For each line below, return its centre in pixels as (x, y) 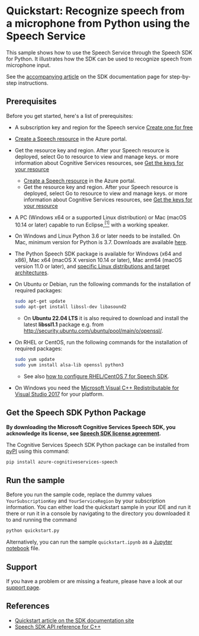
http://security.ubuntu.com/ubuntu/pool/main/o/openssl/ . (93, 331)
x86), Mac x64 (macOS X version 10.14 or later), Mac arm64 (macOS (98, 260)
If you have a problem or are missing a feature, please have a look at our (94, 581)
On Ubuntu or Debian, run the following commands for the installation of (103, 284)
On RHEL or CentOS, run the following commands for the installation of (101, 343)
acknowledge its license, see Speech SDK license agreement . (84, 433)
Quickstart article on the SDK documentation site (74, 620)
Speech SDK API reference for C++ (58, 627)
